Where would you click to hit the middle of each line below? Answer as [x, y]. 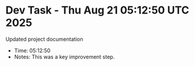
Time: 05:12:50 [32, 50]
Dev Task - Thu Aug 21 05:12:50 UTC [97, 10]
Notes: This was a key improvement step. [64, 57]
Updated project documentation [44, 39]
